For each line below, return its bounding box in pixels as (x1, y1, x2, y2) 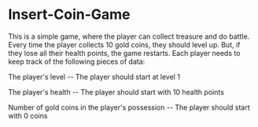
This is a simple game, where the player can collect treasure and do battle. (8, 32, 250, 41)
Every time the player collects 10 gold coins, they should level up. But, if (8, 39, 241, 49)
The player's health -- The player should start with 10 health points (8, 87, 224, 96)
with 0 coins (8, 110, 48, 120)
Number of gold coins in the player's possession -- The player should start (8, 103, 250, 112)
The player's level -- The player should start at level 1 (8, 72, 181, 81)
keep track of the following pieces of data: (8, 57, 146, 66)
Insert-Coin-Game (8, 6, 131, 24)
